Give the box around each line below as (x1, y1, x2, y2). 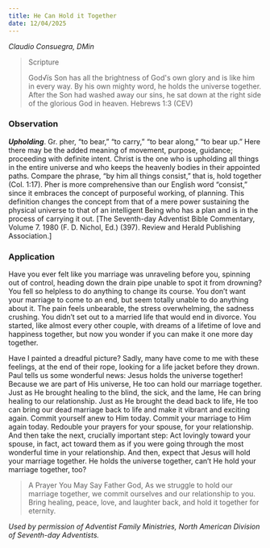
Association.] (8, 230, 52, 240)
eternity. (27, 506, 56, 516)
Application (8, 251, 55, 262)
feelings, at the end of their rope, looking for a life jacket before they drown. (8, 362, 260, 372)
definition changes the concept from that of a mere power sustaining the (8, 197, 250, 206)
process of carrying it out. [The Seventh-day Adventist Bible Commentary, (8, 214, 255, 223)
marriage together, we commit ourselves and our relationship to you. (27, 489, 256, 499)
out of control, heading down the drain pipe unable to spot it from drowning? (8, 278, 262, 288)
